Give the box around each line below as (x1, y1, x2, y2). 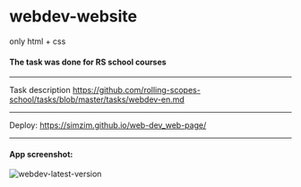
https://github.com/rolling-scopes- (72, 85, 202, 96)
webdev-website (9, 6, 138, 27)
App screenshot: (9, 149, 73, 159)
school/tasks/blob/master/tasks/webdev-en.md (9, 94, 185, 105)
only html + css (9, 36, 66, 47)
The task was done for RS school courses (9, 56, 168, 67)
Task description (9, 85, 72, 96)
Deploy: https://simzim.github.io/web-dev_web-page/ (9, 120, 207, 131)
